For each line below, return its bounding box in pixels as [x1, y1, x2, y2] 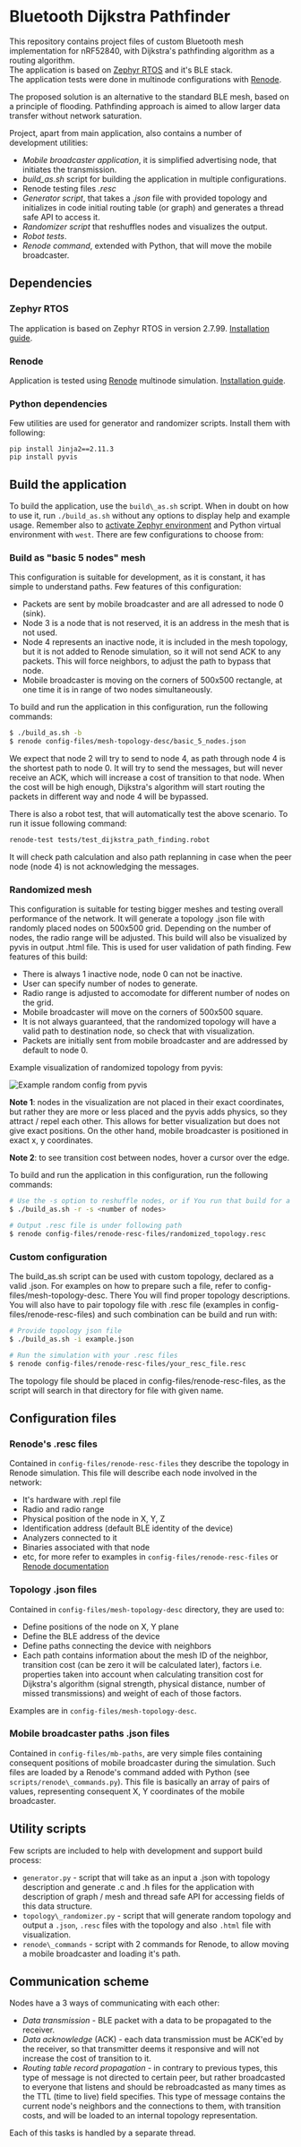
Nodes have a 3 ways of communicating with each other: [9, 1997, 220, 2008]
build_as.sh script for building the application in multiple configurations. [21, 173, 287, 185]
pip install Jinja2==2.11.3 [9, 445, 115, 454]
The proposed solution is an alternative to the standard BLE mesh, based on [9, 91, 289, 102]
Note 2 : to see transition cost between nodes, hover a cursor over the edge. [9, 1153, 290, 1164]
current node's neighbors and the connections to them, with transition [21, 2100, 281, 2111]
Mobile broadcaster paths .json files [9, 1727, 170, 1739]
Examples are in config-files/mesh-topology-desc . [9, 1705, 197, 1716]
